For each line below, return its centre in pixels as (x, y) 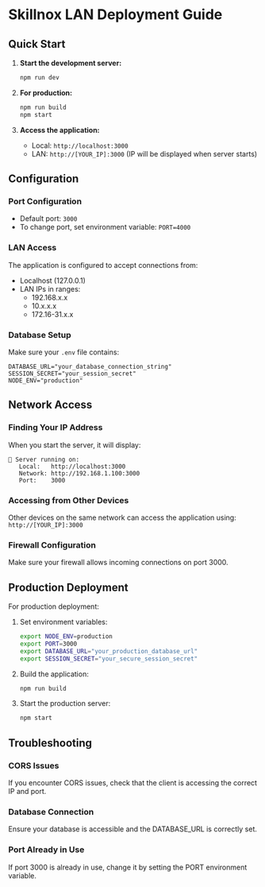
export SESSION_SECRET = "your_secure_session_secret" (109, 658)
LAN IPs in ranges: (50, 289)
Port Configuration (45, 201)
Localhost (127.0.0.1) (52, 281)
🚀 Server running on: (44, 459)
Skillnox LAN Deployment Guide (115, 15)
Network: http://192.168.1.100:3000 (79, 473)
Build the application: (54, 674)
